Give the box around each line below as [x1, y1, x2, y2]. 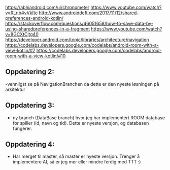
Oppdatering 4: [5, 140, 55, 149]
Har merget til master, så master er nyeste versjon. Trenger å [12, 153, 140, 159]
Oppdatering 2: [5, 67, 54, 76]
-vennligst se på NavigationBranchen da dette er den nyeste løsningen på [5, 81, 159, 87]
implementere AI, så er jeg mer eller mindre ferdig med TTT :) [12, 159, 141, 165]
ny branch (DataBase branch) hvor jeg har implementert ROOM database [12, 114, 165, 121]
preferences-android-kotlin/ [5, 15, 64, 21]
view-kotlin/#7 [5, 48, 36, 53]
